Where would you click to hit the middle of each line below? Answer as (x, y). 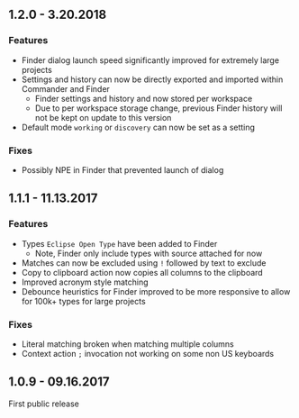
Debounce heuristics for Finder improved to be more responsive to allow (156, 291)
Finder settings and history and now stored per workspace (144, 98)
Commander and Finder (65, 88)
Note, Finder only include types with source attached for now (149, 253)
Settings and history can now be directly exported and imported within (152, 79)
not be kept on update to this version (103, 117)
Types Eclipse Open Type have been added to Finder (119, 243)
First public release (44, 404)
